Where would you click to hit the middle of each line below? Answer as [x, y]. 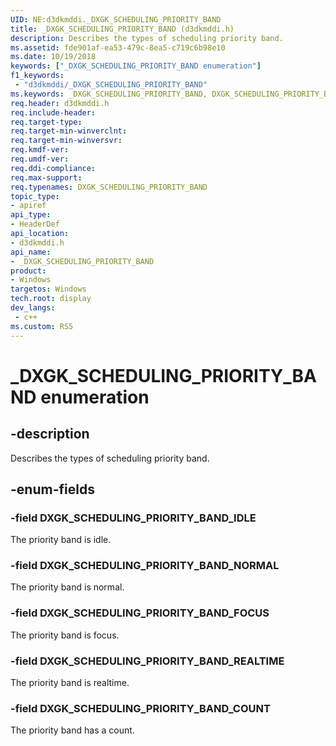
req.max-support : [46, 177]
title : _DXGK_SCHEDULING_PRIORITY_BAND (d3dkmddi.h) [122, 29]
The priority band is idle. [61, 540]
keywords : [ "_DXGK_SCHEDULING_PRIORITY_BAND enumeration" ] [136, 66]
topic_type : [35, 196]
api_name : [31, 252]
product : [28, 271]
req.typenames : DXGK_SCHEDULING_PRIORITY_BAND [109, 187]
